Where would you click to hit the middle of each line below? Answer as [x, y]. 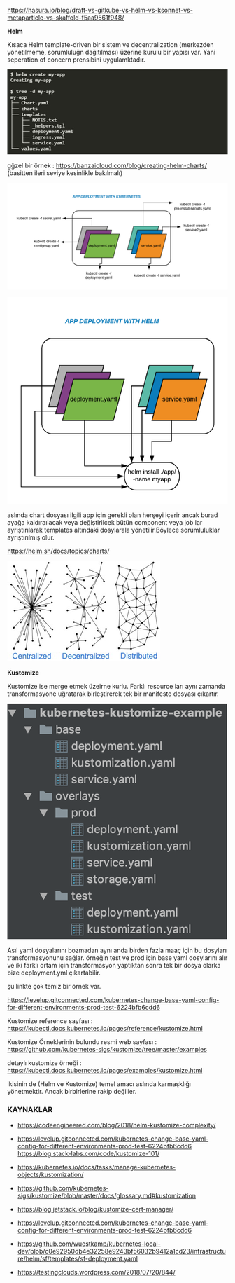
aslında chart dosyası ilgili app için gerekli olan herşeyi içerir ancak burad [113, 515]
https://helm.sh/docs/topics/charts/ [58, 551]
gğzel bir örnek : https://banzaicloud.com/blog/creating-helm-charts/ [107, 166]
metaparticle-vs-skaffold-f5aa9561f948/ [66, 18]
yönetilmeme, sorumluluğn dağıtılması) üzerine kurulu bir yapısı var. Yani [111, 52]
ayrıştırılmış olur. [31, 537]
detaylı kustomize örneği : [44, 1063]
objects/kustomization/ [50, 1174]
